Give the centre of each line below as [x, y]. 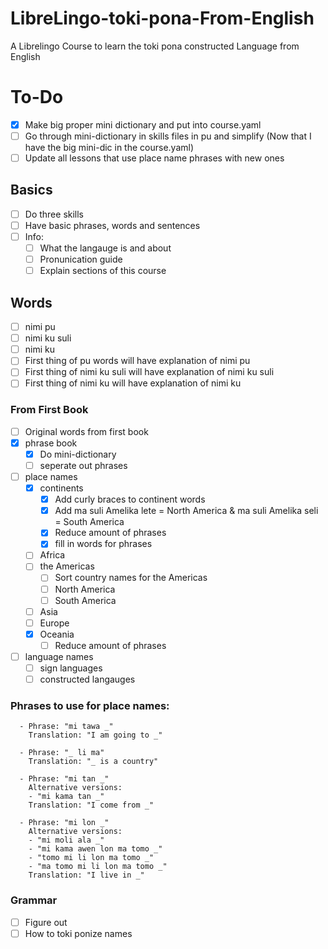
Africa [52, 555]
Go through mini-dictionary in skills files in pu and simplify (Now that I [168, 136]
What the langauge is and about [105, 248]
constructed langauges [87, 679]
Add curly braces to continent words [130, 499]
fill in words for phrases [103, 544]
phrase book [51, 443]
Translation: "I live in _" [86, 875]
